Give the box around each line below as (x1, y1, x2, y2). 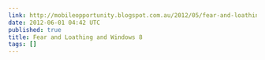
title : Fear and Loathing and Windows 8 (8, 33, 144, 41)
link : (8, 11, 26, 19)
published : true (8, 26, 62, 34)
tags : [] (8, 41, 37, 48)
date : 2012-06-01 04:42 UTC (8, 19, 101, 26)
